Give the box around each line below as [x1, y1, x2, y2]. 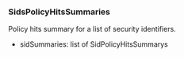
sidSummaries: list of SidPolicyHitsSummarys [19, 40, 168, 49]
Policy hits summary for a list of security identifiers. [8, 25, 176, 34]
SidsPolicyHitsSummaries [8, 6, 111, 17]
